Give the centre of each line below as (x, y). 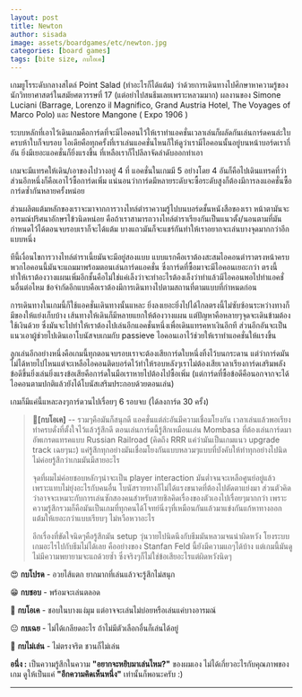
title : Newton (37, 26)
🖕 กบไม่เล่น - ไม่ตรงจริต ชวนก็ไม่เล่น (65, 646)
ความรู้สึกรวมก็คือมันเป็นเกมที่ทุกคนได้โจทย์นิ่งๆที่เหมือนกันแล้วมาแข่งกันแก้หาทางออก (157, 508)
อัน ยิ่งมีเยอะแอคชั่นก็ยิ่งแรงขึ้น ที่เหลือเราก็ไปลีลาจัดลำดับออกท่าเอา (107, 152)
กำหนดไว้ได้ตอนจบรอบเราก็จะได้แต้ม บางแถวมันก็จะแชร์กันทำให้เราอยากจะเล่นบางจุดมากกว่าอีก (150, 229)
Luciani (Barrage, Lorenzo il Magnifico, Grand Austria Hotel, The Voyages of (150, 105)
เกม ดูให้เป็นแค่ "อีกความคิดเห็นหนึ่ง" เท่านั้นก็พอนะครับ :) (97, 674)
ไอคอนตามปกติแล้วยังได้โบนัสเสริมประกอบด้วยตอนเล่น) (92, 383)
